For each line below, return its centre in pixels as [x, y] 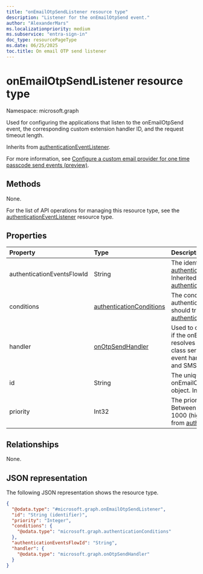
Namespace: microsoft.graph [43, 111]
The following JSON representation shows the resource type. [82, 492]
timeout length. [25, 135]
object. [181, 390]
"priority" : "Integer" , [41, 520]
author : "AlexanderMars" [37, 23]
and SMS [184, 366]
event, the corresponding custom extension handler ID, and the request [95, 129]
